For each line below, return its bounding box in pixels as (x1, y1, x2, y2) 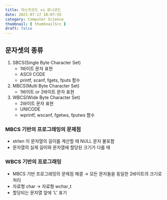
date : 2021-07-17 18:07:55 (5, 12, 62, 17)
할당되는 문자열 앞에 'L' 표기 (12, 189, 67, 195)
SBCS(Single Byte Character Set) (12, 59, 81, 65)
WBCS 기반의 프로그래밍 (5, 158, 62, 165)
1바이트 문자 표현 (20, 65, 53, 71)
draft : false (5, 26, 33, 31)
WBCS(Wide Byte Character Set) (12, 94, 80, 101)
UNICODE (20, 106, 41, 112)
